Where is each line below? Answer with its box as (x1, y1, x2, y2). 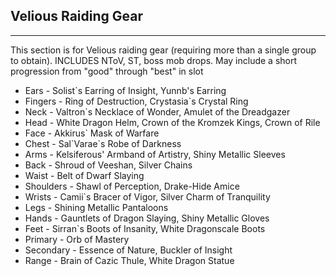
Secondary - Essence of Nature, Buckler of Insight (24, 244, 233, 256)
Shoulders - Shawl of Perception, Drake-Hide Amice (24, 180, 240, 192)
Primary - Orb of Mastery (24, 233, 130, 245)
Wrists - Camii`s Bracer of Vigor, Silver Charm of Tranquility (24, 190, 271, 203)
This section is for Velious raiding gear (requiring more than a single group (10, 44, 317, 56)
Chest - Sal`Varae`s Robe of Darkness (24, 137, 182, 149)
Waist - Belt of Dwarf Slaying (24, 169, 145, 181)
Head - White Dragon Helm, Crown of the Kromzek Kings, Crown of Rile (24, 116, 321, 128)
